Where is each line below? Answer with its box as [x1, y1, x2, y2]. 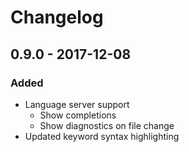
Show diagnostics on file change [39, 119, 175, 131]
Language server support [24, 98, 130, 110]
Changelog [10, 6, 104, 29]
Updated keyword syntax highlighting [24, 130, 180, 142]
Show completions [39, 109, 117, 121]
